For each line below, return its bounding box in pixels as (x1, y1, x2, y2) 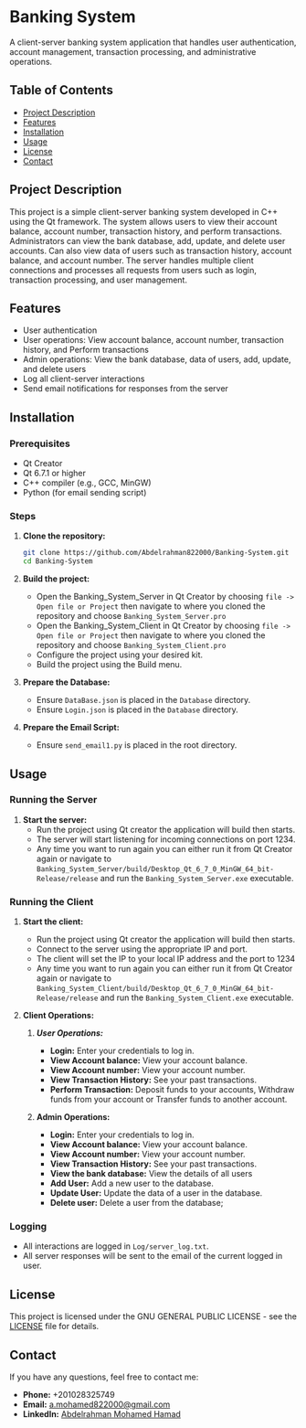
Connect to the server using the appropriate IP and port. (36, 943, 248, 954)
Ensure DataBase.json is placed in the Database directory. (36, 695, 251, 706)
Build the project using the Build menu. (36, 659, 183, 670)
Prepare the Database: (22, 677, 111, 687)
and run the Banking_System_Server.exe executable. (100, 872, 294, 883)
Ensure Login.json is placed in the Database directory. (36, 704, 239, 715)
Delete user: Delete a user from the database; (49, 1198, 224, 1209)
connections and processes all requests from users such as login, (9, 264, 258, 275)
